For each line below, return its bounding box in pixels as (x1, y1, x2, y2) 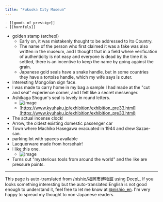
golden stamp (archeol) (12, 33, 59, 39)
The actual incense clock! (12, 115, 64, 121)
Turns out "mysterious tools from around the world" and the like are (12, 156, 147, 162)
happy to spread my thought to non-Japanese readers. (5, 191, 115, 197)
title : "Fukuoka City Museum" (5, 7, 66, 12)
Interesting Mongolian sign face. (12, 79, 77, 85)
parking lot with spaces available (12, 136, 78, 142)
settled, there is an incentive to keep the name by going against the (19, 58, 154, 64)
